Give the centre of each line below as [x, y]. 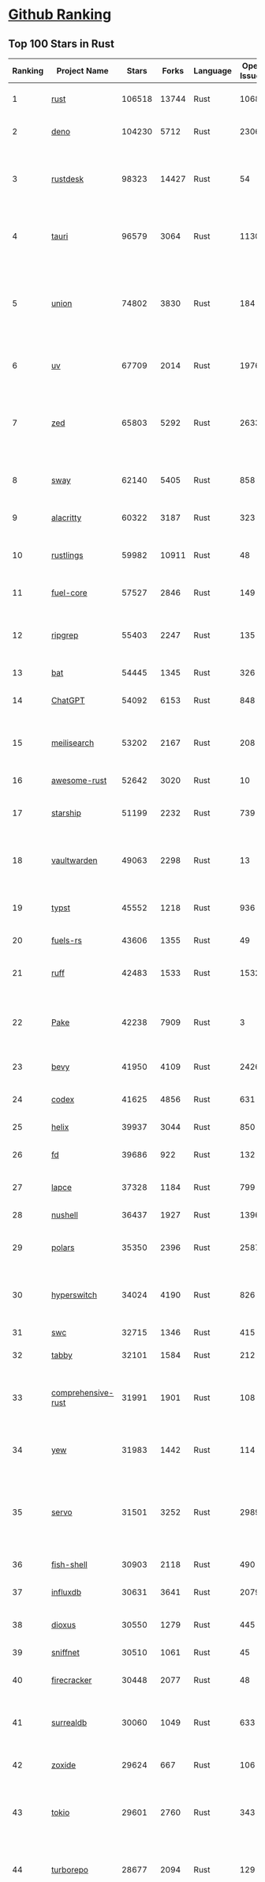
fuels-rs [67, 940]
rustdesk [67, 179]
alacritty [66, 518]
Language [213, 71]
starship [66, 813]
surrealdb [69, 1722]
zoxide [63, 1765]
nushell [65, 1215]
